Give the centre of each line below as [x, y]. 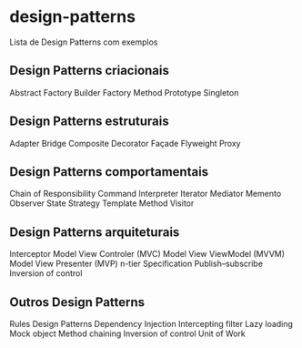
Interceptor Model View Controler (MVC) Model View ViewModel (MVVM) [147, 254]
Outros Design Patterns [77, 302]
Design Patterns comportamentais [109, 172]
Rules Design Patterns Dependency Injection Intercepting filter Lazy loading [151, 324]
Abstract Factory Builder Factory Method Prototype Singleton [124, 92]
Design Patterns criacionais [90, 71]
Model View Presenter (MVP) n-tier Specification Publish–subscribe [136, 264]
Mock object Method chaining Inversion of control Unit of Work [127, 333]
